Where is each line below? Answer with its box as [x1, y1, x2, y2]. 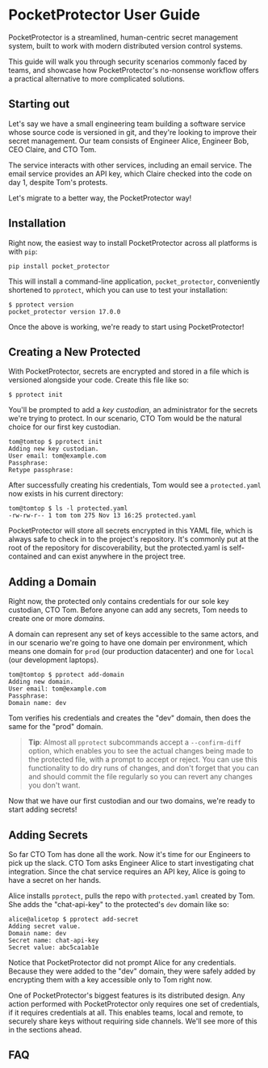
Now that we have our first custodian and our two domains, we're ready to [8, 796, 256, 806]
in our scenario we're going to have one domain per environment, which [8, 638, 248, 648]
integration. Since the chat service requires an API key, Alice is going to [8, 867, 246, 876]
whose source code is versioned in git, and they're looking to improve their [8, 127, 258, 137]
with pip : [8, 247, 38, 256]
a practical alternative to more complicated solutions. [8, 74, 186, 83]
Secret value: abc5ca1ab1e [8, 943, 99, 952]
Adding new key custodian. [8, 445, 99, 454]
